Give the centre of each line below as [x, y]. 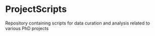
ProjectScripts [36, 9]
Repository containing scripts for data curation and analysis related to [78, 23]
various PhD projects [27, 28]
